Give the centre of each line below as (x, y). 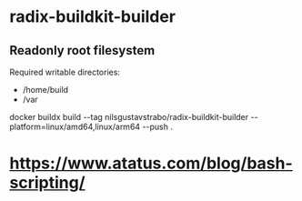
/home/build (45, 90)
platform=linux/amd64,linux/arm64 (75, 126)
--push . (157, 126)
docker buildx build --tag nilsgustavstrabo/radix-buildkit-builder (129, 117)
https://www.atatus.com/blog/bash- (151, 163)
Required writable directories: (65, 72)
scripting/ (47, 183)
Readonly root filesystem (82, 50)
